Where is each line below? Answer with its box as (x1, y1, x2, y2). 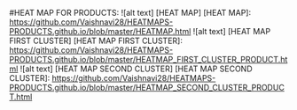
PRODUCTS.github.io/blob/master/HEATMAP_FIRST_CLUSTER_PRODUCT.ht (9, 55, 288, 64)
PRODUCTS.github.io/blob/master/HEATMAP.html (9, 26, 191, 36)
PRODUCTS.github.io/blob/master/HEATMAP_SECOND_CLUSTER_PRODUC (9, 83, 285, 92)
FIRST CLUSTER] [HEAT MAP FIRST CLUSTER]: (9, 35, 184, 46)
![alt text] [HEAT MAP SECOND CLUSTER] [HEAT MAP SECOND (20, 63, 253, 74)
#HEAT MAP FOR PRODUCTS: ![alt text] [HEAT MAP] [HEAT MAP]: (9, 8, 251, 18)
